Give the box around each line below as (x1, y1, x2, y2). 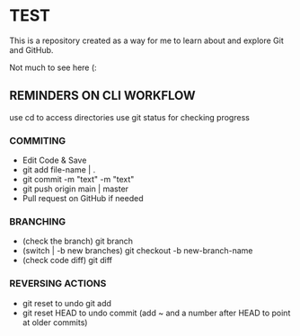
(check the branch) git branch (22, 235, 133, 247)
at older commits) (22, 316, 88, 328)
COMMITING (9, 134, 66, 146)
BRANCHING (9, 215, 66, 227)
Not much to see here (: (9, 62, 97, 73)
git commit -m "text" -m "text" (22, 174, 135, 185)
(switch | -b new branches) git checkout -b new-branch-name (22, 245, 253, 256)
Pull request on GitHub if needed (22, 193, 144, 204)
